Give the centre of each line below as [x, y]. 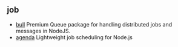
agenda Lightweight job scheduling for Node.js [74, 37]
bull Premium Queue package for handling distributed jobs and [94, 24]
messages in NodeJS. [43, 31]
